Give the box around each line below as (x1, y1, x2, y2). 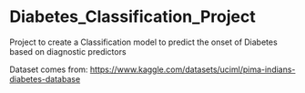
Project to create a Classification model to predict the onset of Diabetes (9, 36, 278, 47)
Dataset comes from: (9, 64, 88, 75)
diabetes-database (9, 73, 81, 84)
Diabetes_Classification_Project (9, 6, 257, 27)
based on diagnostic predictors (9, 46, 127, 57)
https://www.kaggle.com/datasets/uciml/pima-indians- (89, 64, 296, 75)
